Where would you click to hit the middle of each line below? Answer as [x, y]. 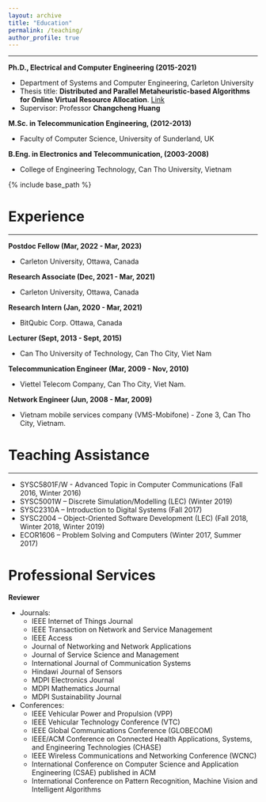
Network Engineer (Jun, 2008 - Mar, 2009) [80, 400]
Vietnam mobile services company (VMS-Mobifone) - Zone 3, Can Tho [135, 415]
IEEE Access [52, 638]
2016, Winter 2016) [50, 493]
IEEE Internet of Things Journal [82, 621]
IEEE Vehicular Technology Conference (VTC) [106, 722]
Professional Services [82, 576]
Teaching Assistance [79, 455]
